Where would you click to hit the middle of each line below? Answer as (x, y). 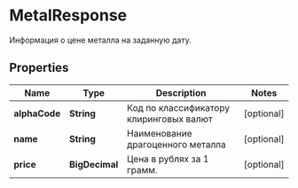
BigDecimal (94, 164)
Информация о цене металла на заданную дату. (101, 40)
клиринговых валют (170, 119)
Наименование (160, 133)
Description (181, 92)
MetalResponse (68, 16)
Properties (39, 68)
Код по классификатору (179, 107)
